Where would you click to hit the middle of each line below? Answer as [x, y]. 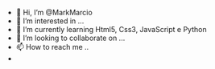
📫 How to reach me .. [52, 47]
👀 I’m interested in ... [50, 21]
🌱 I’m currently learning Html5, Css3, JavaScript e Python [111, 29]
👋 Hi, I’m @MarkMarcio [54, 12]
